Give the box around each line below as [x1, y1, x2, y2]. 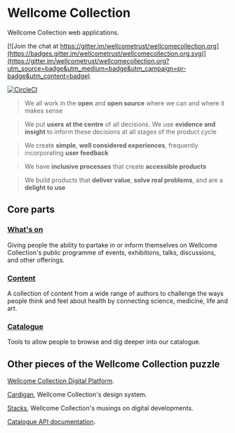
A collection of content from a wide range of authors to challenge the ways [7, 289, 224, 297]
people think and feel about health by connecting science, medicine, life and [7, 297, 228, 305]
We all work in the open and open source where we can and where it [24, 98, 224, 107]
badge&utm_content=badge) [7, 72, 90, 80]
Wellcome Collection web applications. [7, 28, 119, 37]
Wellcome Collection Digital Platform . [7, 377, 114, 385]
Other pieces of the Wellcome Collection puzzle [7, 358, 220, 370]
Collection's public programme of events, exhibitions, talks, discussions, [7, 248, 216, 257]
